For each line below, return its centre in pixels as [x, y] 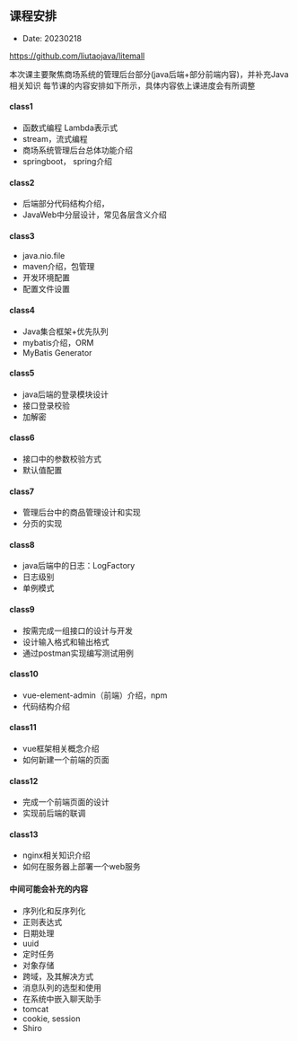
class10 [24, 674]
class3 [22, 235]
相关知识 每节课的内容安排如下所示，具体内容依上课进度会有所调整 [132, 85]
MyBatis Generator [57, 352]
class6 [22, 437]
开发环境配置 [46, 278]
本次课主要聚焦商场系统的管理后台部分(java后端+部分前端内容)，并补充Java [149, 74]
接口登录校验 [46, 405]
